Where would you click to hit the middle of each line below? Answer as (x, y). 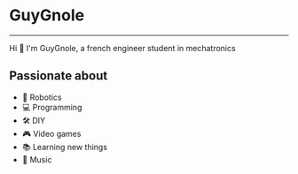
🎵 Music (37, 159)
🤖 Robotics (42, 97)
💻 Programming (52, 107)
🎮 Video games (51, 133)
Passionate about (59, 76)
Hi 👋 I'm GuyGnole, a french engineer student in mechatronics (123, 48)
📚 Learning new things (65, 147)
